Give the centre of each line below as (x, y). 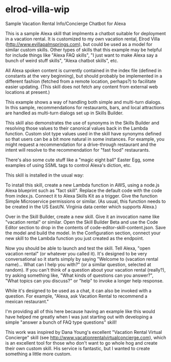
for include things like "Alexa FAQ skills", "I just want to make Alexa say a (81, 55)
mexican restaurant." (27, 301)
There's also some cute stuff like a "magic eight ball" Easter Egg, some (80, 160)
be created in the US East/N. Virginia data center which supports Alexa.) (81, 207)
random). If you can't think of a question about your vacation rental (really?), (86, 270)
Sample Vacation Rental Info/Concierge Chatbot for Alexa (66, 23)
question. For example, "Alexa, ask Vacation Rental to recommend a (76, 296)
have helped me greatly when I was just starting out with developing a (79, 317)
